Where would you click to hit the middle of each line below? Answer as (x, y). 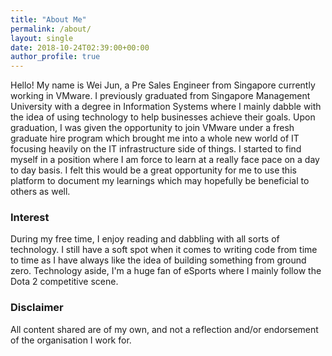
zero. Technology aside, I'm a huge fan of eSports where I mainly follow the (166, 271)
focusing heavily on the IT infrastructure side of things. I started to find (156, 149)
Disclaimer (37, 308)
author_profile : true (55, 57)
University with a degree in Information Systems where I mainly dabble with (166, 107)
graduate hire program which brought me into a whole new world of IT (155, 138)
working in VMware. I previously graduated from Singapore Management (160, 96)
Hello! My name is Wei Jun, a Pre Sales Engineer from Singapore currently (163, 85)
